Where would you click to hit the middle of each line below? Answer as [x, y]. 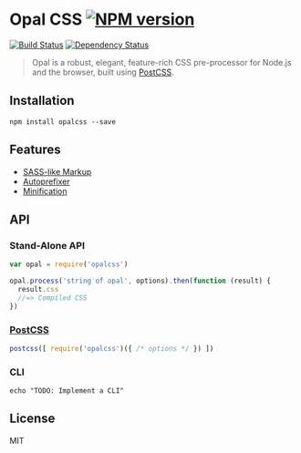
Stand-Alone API [47, 245]
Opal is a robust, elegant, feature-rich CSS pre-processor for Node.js [161, 62]
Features [35, 150]
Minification [45, 190]
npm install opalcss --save [63, 122]
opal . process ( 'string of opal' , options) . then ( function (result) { [140, 281]
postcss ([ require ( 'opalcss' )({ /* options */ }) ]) [112, 348]
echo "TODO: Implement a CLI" [67, 391]
